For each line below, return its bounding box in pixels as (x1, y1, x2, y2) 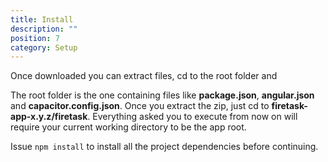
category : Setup (10, 42, 78, 53)
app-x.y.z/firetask (10, 111, 88, 123)
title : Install (10, 14, 74, 25)
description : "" (10, 24, 78, 34)
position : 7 (10, 33, 60, 43)
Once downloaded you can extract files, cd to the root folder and (10, 70, 278, 82)
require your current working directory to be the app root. (10, 121, 247, 133)
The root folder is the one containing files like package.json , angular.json (10, 89, 315, 101)
